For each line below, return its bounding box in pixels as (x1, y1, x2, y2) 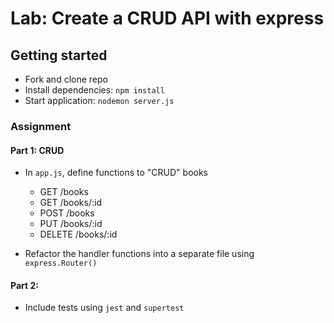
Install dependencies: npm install (24, 84, 165, 96)
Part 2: (10, 279, 39, 291)
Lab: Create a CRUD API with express (10, 7, 325, 30)
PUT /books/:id (39, 218, 103, 230)
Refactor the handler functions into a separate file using (24, 248, 255, 260)
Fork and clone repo (24, 73, 108, 85)
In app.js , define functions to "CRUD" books (24, 167, 209, 179)
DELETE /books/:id (39, 228, 118, 241)
